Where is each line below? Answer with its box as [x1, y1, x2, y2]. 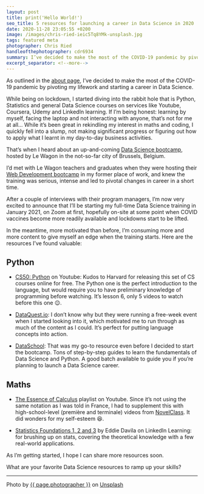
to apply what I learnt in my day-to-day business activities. [6, 134, 153, 141]
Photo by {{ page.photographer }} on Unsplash [6, 481, 123, 489]
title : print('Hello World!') [6, 15, 83, 21]
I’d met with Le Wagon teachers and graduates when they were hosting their [6, 164, 197, 171]
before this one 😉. [15, 299, 62, 307]
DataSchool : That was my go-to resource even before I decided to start [15, 342, 194, 349]
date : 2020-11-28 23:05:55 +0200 [6, 26, 91, 32]
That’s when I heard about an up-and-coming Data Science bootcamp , [6, 146, 183, 153]
